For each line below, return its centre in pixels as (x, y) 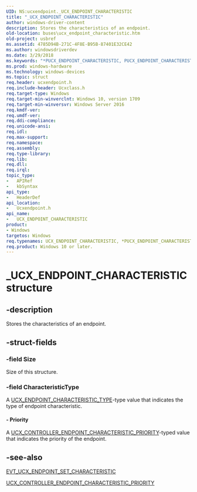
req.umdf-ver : (23, 115)
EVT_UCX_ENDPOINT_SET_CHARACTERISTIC (61, 471)
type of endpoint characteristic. (44, 406)
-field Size (21, 359)
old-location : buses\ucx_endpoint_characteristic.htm (73, 34)
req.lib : (17, 159)
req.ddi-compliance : (31, 121)
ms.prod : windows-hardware (39, 66)
